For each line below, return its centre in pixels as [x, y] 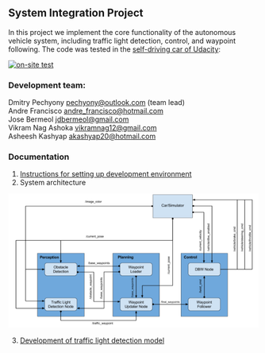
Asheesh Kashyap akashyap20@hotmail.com [82, 136]
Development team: [47, 85]
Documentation [39, 157]
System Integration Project [76, 13]
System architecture [53, 183]
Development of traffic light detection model [92, 340]
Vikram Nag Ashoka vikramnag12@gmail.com [83, 128]
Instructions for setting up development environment [106, 174]
